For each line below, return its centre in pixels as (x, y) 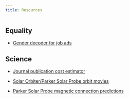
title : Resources (24, 10)
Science (19, 59)
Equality (19, 31)
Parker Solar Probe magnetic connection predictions (68, 91)
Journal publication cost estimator (49, 71)
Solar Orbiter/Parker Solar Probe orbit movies (61, 81)
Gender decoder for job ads (42, 43)
